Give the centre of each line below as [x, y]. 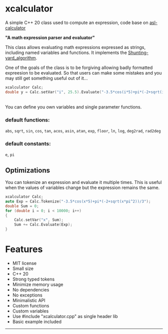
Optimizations [27, 170]
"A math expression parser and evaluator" [50, 37]
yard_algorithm [20, 57]
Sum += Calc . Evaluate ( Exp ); [43, 225]
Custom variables [30, 311]
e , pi [10, 154]
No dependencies [31, 290]
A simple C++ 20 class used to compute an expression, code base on [77, 22]
